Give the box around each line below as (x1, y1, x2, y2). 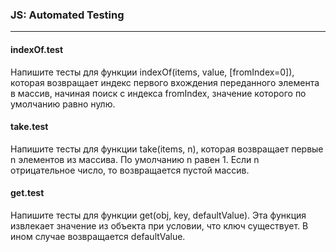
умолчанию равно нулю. (10, 98, 116, 110)
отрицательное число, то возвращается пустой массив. (10, 164, 250, 176)
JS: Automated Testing (10, 8, 125, 22)
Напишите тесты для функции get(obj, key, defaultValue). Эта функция (10, 209, 307, 221)
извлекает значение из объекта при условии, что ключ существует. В (10, 219, 309, 232)
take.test (10, 121, 49, 133)
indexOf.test (10, 43, 64, 55)
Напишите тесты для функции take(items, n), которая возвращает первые (10, 143, 324, 155)
